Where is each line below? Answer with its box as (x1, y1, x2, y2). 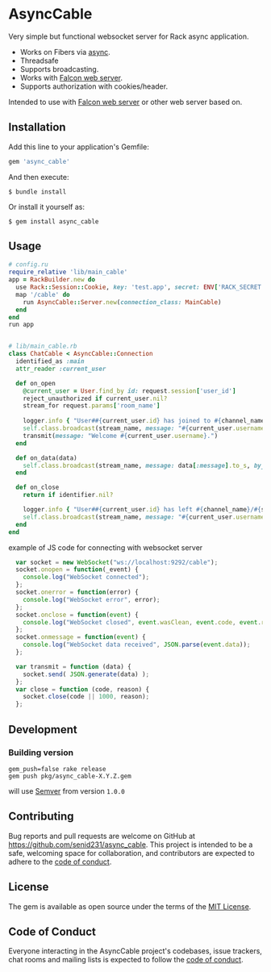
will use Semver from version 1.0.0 (8, 786, 125, 795)
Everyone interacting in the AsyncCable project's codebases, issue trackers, (8, 946, 262, 956)
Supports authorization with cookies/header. (19, 81, 168, 91)
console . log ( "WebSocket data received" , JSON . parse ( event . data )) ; (23, 640, 251, 649)
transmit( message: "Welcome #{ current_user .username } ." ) (23, 432, 219, 440)
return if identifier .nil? (23, 491, 114, 499)
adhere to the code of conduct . (8, 857, 112, 866)
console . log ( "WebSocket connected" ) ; (23, 574, 150, 582)
